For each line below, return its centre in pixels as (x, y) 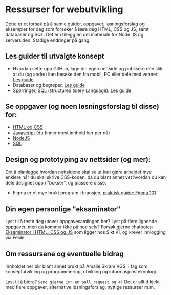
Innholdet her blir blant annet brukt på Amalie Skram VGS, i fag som (77, 266)
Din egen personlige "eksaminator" (63, 209)
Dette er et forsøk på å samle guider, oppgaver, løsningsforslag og (75, 24)
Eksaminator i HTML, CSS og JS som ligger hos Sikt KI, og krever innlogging (86, 232)
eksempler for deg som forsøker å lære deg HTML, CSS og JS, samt (77, 29)
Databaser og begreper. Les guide (49, 85)
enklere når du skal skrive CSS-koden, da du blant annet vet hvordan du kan (86, 177)
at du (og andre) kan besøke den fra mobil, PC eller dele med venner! (85, 74)
